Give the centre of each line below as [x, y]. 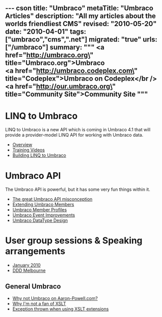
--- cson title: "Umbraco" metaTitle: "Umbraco [79, 8]
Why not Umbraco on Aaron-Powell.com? [55, 298]
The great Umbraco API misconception [52, 199]
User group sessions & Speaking [74, 241]
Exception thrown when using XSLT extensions [60, 309]
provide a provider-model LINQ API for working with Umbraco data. [74, 135]
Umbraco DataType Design [40, 220]
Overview [22, 145]
